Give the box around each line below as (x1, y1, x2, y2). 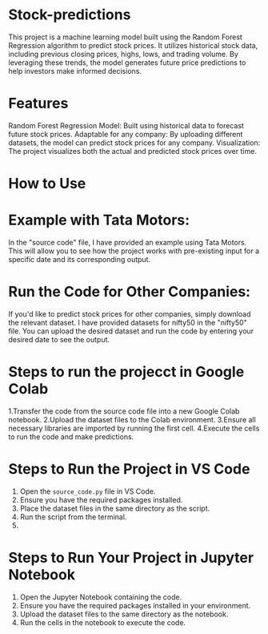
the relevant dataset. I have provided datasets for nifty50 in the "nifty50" (8, 317, 248, 327)
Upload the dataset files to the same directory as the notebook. (19, 609, 229, 619)
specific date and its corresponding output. (8, 255, 150, 264)
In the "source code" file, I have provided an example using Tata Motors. (8, 238, 247, 247)
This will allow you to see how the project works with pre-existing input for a (8, 246, 260, 256)
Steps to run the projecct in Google (8, 363, 245, 382)
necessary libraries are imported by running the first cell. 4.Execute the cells (8, 423, 260, 433)
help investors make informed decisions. (8, 66, 142, 75)
